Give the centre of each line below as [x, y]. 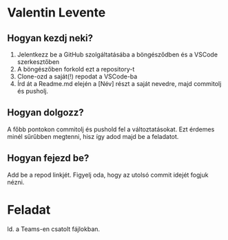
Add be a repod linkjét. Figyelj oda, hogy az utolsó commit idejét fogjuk [108, 175]
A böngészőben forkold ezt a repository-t [76, 69]
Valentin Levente [56, 13]
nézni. [16, 182]
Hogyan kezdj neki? [50, 38]
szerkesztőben [38, 62]
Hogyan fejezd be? [48, 159]
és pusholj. [33, 91]
